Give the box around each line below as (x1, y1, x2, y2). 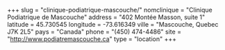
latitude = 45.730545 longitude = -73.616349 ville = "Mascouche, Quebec (7, 21, 219, 28)
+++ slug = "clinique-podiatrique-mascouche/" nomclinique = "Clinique (7, 6, 213, 14)
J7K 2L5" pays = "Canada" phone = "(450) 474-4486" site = (7, 27, 182, 36)
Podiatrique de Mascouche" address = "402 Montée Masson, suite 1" (7, 13, 206, 21)
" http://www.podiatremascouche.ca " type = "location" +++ (7, 35, 177, 43)
